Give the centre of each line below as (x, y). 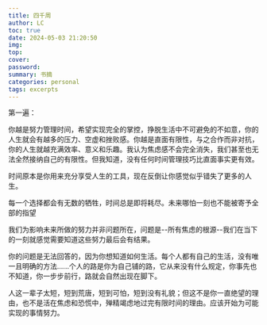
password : (25, 67)
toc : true (25, 30)
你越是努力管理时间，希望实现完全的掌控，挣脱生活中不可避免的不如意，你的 (133, 130)
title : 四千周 (30, 15)
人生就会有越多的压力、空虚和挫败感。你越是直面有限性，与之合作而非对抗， (133, 140)
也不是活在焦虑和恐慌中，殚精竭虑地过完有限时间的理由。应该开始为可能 (140, 303)
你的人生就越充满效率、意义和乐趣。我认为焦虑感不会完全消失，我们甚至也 (130, 149)
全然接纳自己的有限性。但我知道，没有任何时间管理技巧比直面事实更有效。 (137, 159)
